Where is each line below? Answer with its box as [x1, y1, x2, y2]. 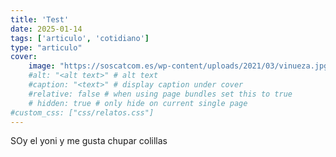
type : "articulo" [10, 42, 83, 53]
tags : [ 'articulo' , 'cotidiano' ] [10, 33, 150, 43]
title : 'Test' [10, 14, 70, 25]
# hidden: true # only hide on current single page [28, 98, 248, 108]
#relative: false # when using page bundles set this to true [28, 89, 293, 99]
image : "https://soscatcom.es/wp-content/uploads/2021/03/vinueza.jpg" [28, 61, 333, 71]
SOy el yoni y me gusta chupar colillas [10, 135, 168, 147]
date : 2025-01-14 [10, 24, 83, 34]
